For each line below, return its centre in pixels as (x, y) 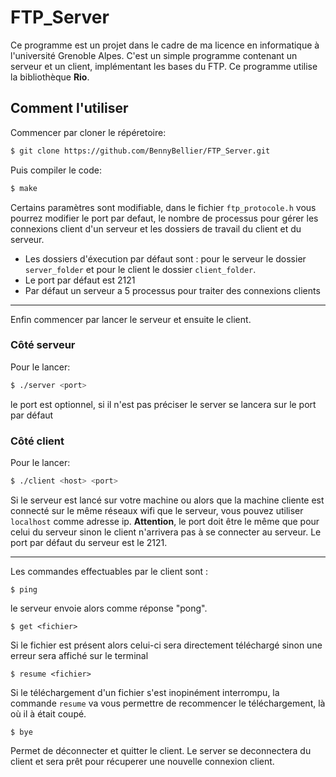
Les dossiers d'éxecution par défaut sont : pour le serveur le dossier (165, 258)
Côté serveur (43, 345)
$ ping (24, 589)
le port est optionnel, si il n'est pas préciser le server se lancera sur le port (163, 404)
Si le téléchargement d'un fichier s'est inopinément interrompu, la (145, 692)
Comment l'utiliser (69, 108)
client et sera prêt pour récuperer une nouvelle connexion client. (142, 761)
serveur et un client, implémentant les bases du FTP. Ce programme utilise (164, 66)
